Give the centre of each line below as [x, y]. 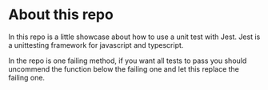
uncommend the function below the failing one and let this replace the [124, 68]
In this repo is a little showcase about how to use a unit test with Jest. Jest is [134, 37]
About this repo [61, 15]
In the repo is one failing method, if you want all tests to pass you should [128, 61]
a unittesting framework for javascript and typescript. [96, 45]
